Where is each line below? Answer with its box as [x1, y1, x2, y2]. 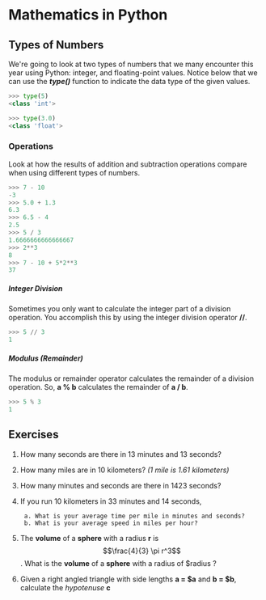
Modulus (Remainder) [8, 353, 83, 363]
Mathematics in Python [8, 6, 168, 24]
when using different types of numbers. [8, 167, 141, 177]
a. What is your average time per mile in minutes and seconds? [23, 512, 245, 520]
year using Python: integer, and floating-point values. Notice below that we [8, 68, 258, 78]
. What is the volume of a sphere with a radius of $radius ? [19, 558, 217, 568]
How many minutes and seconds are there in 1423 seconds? [19, 480, 222, 490]
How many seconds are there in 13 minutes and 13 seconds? [19, 449, 222, 458]
